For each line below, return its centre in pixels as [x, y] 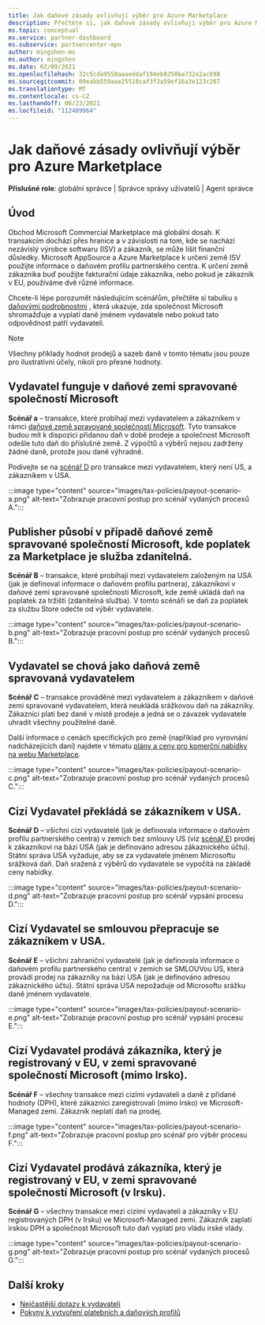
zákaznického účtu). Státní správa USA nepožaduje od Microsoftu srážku [127, 985]
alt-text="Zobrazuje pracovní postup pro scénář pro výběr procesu [139, 1135]
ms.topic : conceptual [44, 30]
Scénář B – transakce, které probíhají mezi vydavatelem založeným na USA [130, 576]
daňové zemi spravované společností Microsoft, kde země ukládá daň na [127, 592]
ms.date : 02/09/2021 [42, 67]
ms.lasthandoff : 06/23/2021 [54, 103]
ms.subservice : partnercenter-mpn [65, 45]
